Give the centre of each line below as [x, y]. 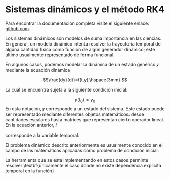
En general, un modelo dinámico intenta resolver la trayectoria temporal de [83, 43]
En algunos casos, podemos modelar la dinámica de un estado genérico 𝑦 [82, 64]
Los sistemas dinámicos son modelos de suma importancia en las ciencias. [83, 38]
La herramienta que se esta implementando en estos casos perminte [77, 160]
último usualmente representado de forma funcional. [60, 55]
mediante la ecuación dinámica [38, 70]
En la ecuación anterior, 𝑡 [31, 125]
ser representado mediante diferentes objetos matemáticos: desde [75, 114]
